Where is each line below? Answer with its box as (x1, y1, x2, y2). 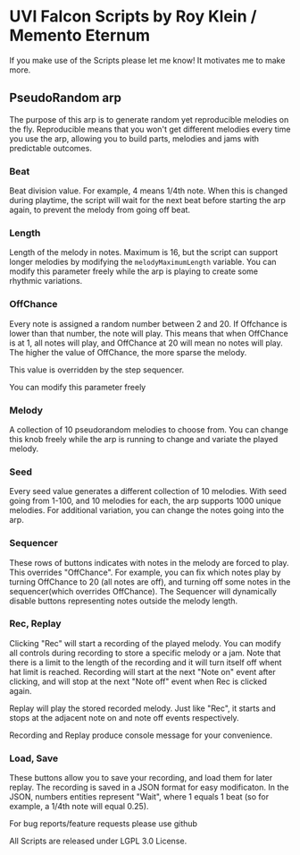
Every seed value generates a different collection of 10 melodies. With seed (9, 486, 287, 497)
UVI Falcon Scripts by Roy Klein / (9, 6, 257, 27)
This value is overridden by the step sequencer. (9, 364, 185, 375)
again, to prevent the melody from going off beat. (9, 204, 190, 216)
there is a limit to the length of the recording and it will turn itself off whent (9, 656, 282, 668)
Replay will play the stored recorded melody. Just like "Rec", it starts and (9, 703, 277, 714)
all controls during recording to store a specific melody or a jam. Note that (9, 647, 281, 658)
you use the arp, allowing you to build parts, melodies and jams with (9, 133, 260, 144)
